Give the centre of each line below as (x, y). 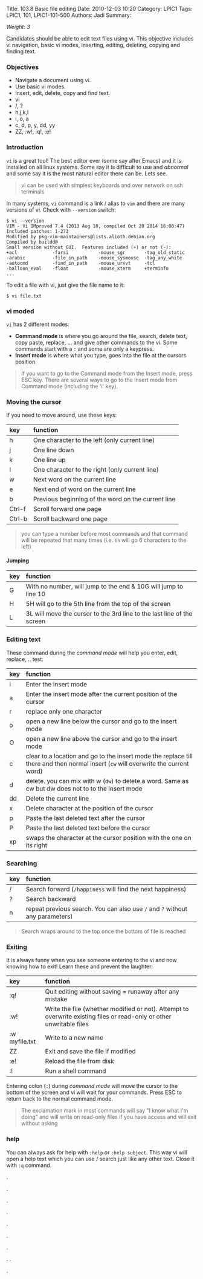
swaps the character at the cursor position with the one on (108, 838)
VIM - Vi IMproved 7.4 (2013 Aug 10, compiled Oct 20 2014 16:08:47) (96, 226)
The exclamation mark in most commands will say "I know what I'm (105, 1111)
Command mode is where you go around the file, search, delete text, (101, 336)
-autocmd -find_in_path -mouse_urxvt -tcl (81, 263)
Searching (22, 863)
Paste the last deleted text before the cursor (88, 828)
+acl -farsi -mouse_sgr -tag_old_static (96, 252)
